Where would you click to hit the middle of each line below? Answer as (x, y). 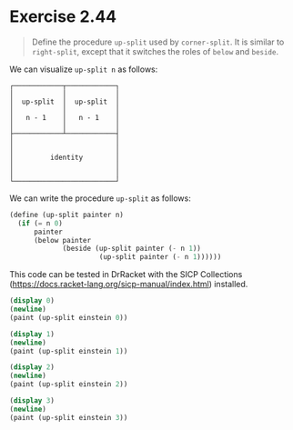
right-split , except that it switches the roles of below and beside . (155, 51)
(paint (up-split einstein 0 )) (69, 317)
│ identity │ (65, 157)
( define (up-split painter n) (67, 215)
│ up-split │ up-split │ (65, 102)
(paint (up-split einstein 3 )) (69, 417)
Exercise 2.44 (63, 17)
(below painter (62, 240)
